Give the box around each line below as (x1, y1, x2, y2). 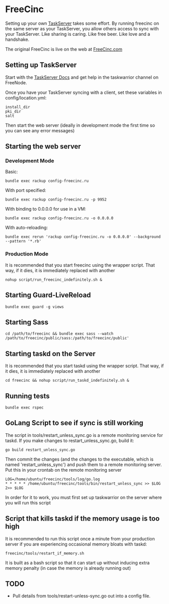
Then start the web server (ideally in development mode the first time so (5, 122, 155, 128)
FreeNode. (5, 79, 27, 85)
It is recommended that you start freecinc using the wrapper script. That (5, 262, 155, 268)
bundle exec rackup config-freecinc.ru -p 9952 (5, 197, 107, 203)
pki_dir (5, 109, 22, 114)
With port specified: (5, 187, 46, 193)
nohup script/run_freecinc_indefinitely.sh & (5, 277, 102, 282)
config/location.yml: (5, 94, 47, 100)
